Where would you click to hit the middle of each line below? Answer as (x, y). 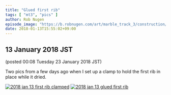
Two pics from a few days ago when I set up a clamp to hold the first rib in (83, 71)
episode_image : (21, 24)
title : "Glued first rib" (33, 10)
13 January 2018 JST (39, 50)
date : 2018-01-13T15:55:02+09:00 (41, 29)
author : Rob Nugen (25, 19)
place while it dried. (26, 77)
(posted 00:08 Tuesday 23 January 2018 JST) (53, 61)
